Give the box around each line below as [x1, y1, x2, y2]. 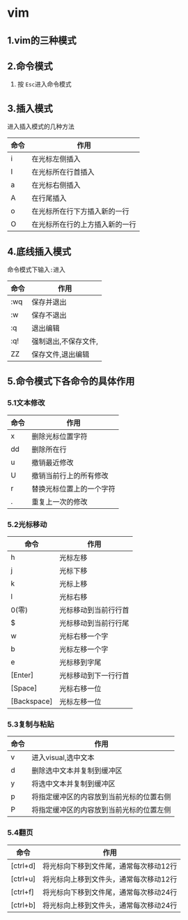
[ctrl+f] [10, 886, 35, 896]
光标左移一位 [58, 697, 102, 706]
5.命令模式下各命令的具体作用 [7, 376, 135, 387]
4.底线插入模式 [7, 246, 72, 258]
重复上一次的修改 [31, 497, 88, 507]
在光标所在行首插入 [31, 168, 95, 177]
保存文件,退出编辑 [31, 350, 90, 359]
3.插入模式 [7, 103, 54, 114]
